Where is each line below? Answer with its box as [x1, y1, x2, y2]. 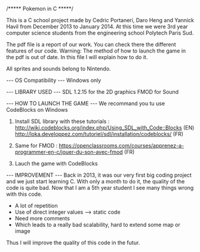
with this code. [6, 190, 43, 198]
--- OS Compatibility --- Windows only [6, 77, 101, 84]
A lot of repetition [14, 202, 58, 209]
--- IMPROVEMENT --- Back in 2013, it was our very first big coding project [6, 171, 192, 179]
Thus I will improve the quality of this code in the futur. [6, 239, 140, 246]
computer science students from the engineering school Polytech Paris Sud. [6, 29, 194, 36]
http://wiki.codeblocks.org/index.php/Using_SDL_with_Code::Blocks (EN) [14, 124, 195, 131]
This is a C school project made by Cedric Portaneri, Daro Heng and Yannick [6, 17, 194, 23]
